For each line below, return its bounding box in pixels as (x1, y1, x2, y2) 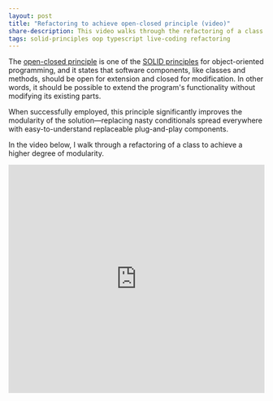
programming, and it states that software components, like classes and (8, 66, 246, 75)
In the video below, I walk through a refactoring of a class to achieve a (8, 140, 243, 150)
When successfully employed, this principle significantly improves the (8, 107, 242, 117)
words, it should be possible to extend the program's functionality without (8, 83, 256, 93)
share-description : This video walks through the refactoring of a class (8, 27, 264, 35)
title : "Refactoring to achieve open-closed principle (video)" (8, 19, 231, 28)
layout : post (8, 11, 53, 20)
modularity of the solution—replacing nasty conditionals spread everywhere (8, 115, 262, 126)
